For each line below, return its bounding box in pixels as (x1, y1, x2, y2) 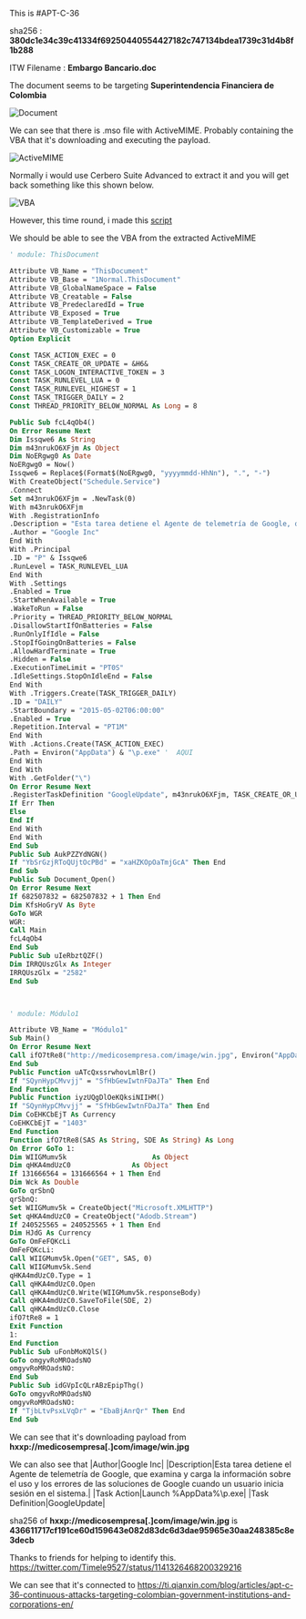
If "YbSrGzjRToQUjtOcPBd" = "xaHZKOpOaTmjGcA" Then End (9, 858, 226, 868)
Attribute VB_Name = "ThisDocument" (9, 266, 148, 276)
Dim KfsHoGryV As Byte (9, 901, 96, 910)
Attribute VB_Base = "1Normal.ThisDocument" (9, 275, 181, 284)
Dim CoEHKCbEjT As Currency (9, 1110, 117, 1119)
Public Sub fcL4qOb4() (9, 418, 96, 427)
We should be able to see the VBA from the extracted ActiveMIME (9, 232, 257, 243)
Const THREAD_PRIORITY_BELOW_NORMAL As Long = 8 (9, 402, 198, 411)
